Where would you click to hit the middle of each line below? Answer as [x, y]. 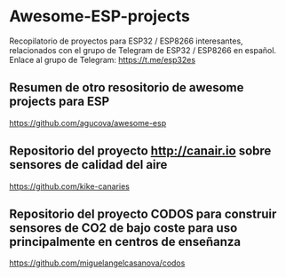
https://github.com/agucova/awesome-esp [88, 123]
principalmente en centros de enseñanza [125, 241]
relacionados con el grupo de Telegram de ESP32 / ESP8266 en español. [143, 50]
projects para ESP [60, 102]
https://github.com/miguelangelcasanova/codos [97, 263]
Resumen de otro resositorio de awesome [127, 87]
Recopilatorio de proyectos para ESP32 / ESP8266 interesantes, [126, 41]
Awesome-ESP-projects [100, 16]
